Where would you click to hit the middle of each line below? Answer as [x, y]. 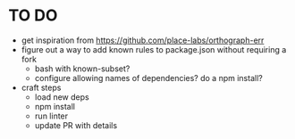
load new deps [62, 97]
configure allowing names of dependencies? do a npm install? [148, 78]
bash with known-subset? [82, 69]
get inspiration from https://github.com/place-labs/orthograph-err [143, 40]
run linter [51, 116]
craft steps [41, 87]
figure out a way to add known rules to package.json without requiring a [154, 49]
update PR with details [76, 125]
